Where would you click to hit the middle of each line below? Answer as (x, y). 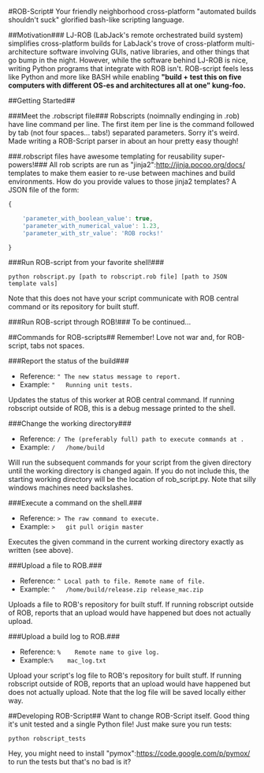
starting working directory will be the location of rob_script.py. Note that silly (132, 480)
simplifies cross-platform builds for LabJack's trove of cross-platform (121, 43)
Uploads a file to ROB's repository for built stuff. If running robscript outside (131, 605)
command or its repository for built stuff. (74, 307)
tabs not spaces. (58, 345)
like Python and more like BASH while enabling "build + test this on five (125, 77)
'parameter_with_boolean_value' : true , (88, 218)
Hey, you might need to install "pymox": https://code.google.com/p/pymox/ (129, 753)
